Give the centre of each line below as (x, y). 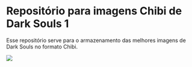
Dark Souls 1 (38, 24)
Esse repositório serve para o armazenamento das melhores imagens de (96, 40)
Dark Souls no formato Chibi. (42, 47)
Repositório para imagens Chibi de (94, 11)
